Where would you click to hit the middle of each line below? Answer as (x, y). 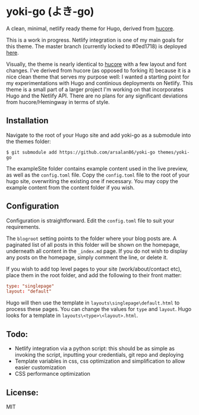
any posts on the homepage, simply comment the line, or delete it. (87, 257)
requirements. (23, 227)
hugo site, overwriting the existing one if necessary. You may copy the (92, 181)
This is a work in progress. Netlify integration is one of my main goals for (95, 40)
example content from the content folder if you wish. (70, 187)
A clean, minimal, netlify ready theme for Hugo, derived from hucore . (90, 28)
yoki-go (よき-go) (50, 12)
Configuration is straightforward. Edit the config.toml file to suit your (90, 221)
